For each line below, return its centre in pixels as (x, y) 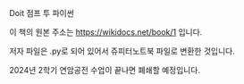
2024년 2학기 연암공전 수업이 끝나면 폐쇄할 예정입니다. (105, 70)
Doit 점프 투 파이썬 (42, 13)
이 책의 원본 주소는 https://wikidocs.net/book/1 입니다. (106, 32)
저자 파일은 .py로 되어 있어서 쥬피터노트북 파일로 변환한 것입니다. (122, 51)
